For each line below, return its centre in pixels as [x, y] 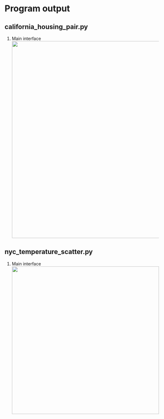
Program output [37, 9]
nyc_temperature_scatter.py [49, 252]
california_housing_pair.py [46, 27]
